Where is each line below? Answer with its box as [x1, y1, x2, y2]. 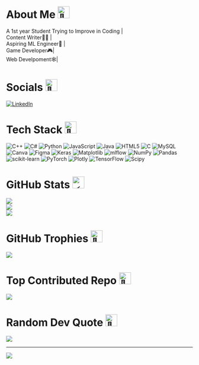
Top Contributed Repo [6, 273, 117, 287]
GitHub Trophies [6, 232, 89, 245]
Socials [6, 81, 43, 95]
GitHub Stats [6, 178, 70, 191]
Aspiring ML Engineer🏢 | [6, 40, 66, 47]
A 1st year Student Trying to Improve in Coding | [6, 27, 123, 34]
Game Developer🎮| [6, 46, 55, 54]
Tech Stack [6, 123, 63, 137]
